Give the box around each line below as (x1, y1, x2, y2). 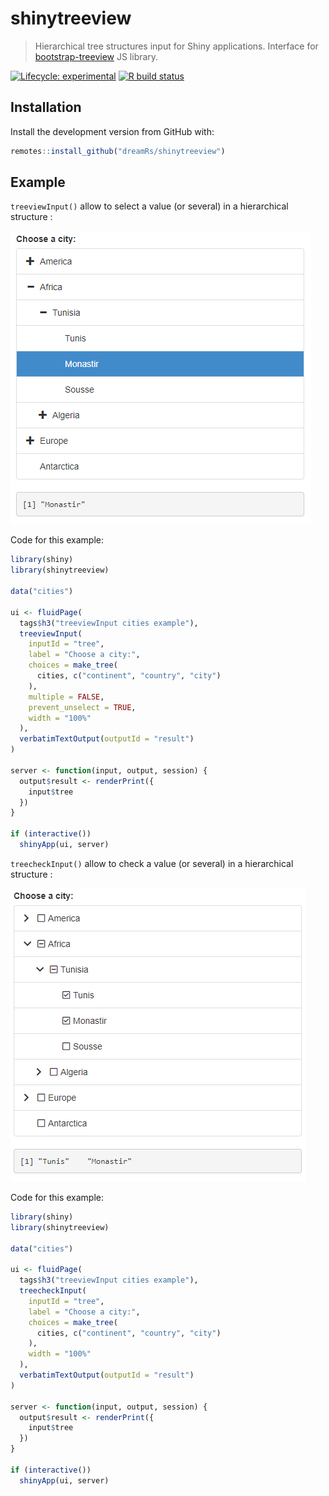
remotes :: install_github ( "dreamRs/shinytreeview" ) (10, 146, 226, 156)
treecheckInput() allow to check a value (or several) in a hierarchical (10, 857, 294, 869)
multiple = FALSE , (28, 692, 105, 702)
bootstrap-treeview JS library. (34, 50, 159, 62)
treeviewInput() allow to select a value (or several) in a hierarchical (10, 200, 289, 212)
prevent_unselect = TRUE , (28, 702, 137, 712)
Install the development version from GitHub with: (10, 125, 215, 137)
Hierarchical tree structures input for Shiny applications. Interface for (34, 40, 319, 52)
